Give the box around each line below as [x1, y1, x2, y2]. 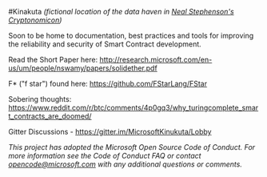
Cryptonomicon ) [8, 15, 62, 25]
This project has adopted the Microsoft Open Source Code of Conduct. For [8, 143, 256, 151]
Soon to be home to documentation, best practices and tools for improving [8, 31, 254, 40]
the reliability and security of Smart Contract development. [8, 39, 201, 49]
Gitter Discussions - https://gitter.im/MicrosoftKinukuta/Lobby [8, 127, 212, 136]
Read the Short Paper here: [8, 55, 98, 64]
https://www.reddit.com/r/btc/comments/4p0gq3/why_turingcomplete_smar [8, 103, 259, 112]
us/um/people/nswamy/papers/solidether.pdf [8, 63, 157, 73]
